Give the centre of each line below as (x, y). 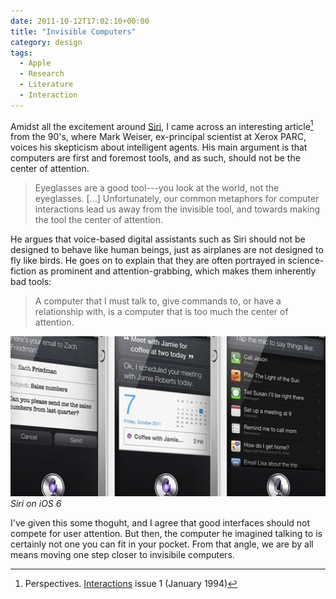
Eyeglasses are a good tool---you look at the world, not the (157, 188)
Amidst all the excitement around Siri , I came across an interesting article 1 (162, 125)
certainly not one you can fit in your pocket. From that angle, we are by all (162, 544)
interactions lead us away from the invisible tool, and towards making (177, 209)
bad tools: (31, 282)
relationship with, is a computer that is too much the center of (161, 312)
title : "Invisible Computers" (73, 31)
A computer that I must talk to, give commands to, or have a (158, 301)
